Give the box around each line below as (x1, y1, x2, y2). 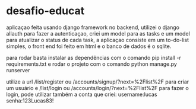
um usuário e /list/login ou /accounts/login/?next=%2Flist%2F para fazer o (6, 84, 189, 91)
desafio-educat (6, 4, 85, 18)
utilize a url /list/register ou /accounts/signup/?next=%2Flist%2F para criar (6, 78, 189, 85)
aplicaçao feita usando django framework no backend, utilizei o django (6, 24, 180, 31)
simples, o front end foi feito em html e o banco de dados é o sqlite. (6, 43, 172, 50)
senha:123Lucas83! (6, 97, 54, 104)
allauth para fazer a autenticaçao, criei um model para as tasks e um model (6, 30, 190, 37)
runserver (6, 66, 30, 73)
